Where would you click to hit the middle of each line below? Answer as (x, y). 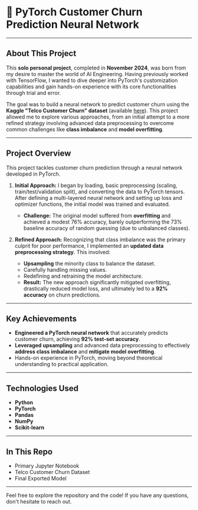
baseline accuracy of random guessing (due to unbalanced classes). (107, 228)
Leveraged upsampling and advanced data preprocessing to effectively (102, 346)
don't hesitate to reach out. (39, 501)
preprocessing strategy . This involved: (62, 252)
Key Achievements (42, 319)
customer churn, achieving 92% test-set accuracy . (77, 339)
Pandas (24, 415)
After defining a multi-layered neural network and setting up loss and (98, 198)
